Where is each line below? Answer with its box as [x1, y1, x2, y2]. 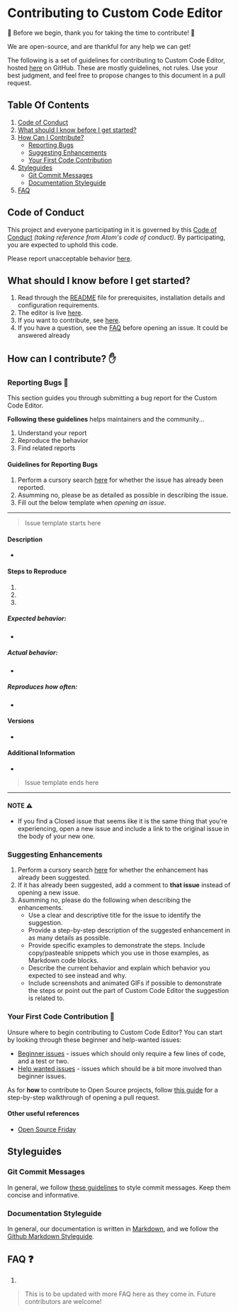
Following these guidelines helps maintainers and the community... [7, 415, 205, 424]
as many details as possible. [28, 933, 111, 942]
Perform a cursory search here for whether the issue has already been [17, 476, 224, 484]
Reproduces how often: [7, 683, 78, 691]
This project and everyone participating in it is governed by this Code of [7, 225, 217, 234]
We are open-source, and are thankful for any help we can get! [7, 42, 191, 50]
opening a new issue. [17, 889, 80, 897]
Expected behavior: [7, 614, 67, 622]
